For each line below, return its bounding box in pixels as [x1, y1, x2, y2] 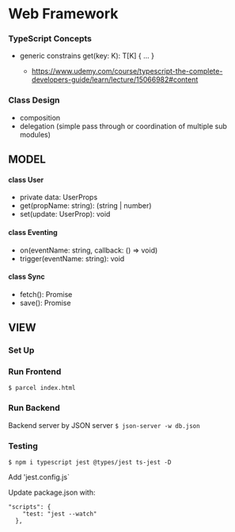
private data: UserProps [19, 192, 98, 202]
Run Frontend [8, 366, 62, 377]
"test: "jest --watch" [22, 510, 97, 518]
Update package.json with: [8, 488, 96, 497]
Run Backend [8, 403, 61, 414]
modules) [19, 129, 51, 139]
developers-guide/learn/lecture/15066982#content [31, 75, 199, 84]
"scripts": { [8, 503, 51, 511]
